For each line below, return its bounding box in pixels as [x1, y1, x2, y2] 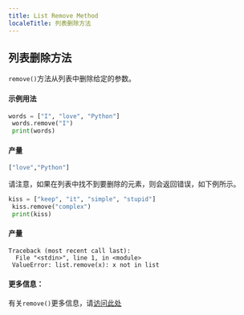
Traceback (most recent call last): [8, 247, 131, 256]
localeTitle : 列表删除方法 [8, 19, 91, 27]
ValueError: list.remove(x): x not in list [11, 261, 160, 269]
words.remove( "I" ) [11, 120, 74, 128]
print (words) [11, 127, 56, 135]
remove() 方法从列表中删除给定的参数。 [8, 74, 136, 84]
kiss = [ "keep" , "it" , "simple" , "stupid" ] [8, 195, 157, 203]
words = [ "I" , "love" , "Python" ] [8, 112, 120, 121]
